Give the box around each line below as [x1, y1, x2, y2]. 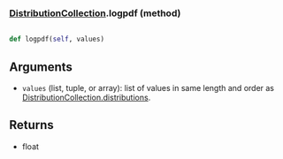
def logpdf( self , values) [9, 34, 104, 44]
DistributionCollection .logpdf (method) [9, 7, 181, 19]
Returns [9, 117, 55, 132]
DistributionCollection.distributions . [21, 92, 151, 102]
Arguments [9, 59, 73, 74]
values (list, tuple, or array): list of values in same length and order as [21, 82, 275, 93]
